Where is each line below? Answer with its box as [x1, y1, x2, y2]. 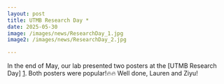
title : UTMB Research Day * [7, 17, 90, 24]
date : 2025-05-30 [7, 23, 58, 30]
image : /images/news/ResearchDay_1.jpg [7, 29, 124, 37]
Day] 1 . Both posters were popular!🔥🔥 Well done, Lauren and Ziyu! [7, 69, 198, 78]
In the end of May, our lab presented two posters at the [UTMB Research [7, 62, 217, 70]
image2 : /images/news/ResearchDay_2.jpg [7, 36, 127, 43]
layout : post [7, 10, 45, 17]
